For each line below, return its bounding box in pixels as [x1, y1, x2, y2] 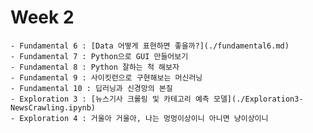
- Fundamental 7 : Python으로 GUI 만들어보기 [10, 51, 189, 61]
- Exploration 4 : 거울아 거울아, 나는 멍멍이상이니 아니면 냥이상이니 [10, 113, 269, 123]
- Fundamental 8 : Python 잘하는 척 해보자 [10, 62, 180, 72]
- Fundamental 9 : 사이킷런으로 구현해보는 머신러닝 [10, 72, 203, 83]
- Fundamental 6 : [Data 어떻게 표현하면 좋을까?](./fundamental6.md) [10, 41, 290, 51]
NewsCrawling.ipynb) [10, 102, 97, 113]
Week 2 [10, 6, 75, 29]
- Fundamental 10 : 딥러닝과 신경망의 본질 [10, 83, 173, 93]
